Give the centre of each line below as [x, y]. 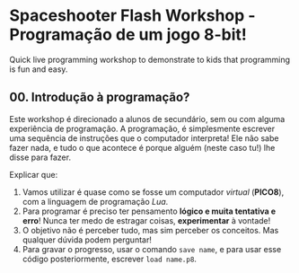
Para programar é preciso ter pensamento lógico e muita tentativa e [149, 211]
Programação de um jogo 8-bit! [128, 35]
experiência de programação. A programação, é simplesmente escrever [142, 128]
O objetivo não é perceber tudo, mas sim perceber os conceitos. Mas [150, 230]
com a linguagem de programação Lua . [95, 201]
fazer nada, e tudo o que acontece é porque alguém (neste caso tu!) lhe [142, 147]
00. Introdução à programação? [100, 97]
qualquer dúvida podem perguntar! [87, 240]
